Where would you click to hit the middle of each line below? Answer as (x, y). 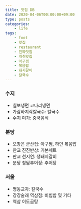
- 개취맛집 (23, 56)
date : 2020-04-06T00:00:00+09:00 (40, 15)
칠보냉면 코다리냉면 (31, 105)
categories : (17, 24)
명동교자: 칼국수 (28, 189)
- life (21, 29)
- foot (21, 38)
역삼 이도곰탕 (25, 201)
